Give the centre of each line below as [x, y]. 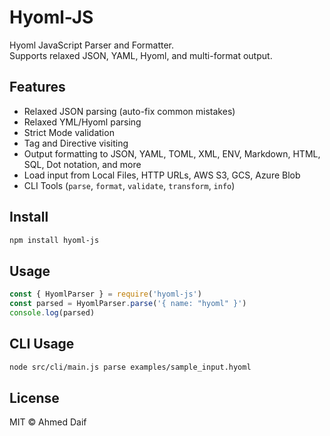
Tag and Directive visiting [76, 143]
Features [37, 87]
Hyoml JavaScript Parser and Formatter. [92, 45]
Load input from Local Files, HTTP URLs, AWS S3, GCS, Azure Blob [162, 175]
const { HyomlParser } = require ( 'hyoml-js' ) [105, 294]
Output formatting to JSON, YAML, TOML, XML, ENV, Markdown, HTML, [172, 153]
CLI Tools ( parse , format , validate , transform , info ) [129, 185]
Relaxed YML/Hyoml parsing [82, 122]
